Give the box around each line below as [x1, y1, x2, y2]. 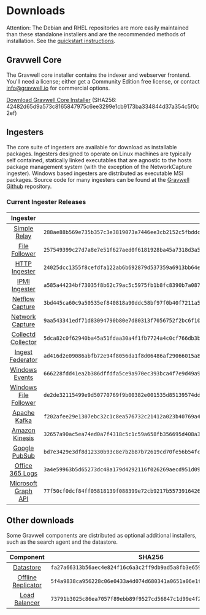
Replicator [12, 581, 42, 589]
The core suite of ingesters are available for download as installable [6, 143, 177, 151]
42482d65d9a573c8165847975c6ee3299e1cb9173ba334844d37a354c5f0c [6, 103, 199, 110]
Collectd [11, 330, 36, 339]
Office [14, 461, 32, 470]
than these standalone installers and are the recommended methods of [6, 30, 186, 37]
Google [13, 444, 34, 452]
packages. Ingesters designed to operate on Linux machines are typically [6, 150, 192, 157]
